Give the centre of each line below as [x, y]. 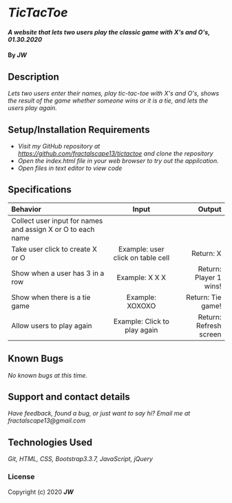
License [21, 477]
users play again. [32, 108]
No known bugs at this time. [48, 375]
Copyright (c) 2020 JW [41, 492]
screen [210, 334]
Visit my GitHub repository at [59, 146]
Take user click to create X [54, 249]
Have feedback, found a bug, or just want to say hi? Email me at [99, 414]
